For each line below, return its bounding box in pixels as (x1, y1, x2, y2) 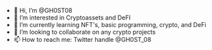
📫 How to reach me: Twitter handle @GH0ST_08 (13, 36, 152, 43)
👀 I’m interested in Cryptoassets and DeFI (13, 14, 131, 22)
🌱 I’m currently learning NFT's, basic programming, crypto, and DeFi (13, 21, 207, 28)
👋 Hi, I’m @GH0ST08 (13, 7, 73, 14)
